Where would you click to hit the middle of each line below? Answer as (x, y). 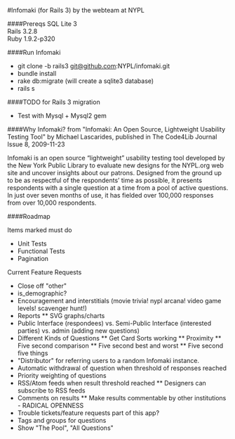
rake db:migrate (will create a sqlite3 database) (86, 81)
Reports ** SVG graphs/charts (61, 316)
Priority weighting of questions (62, 375)
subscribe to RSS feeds (51, 390)
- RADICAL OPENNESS (51, 405)
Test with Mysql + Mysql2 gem (62, 116)
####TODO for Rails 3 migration (54, 102)
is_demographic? (42, 293)
